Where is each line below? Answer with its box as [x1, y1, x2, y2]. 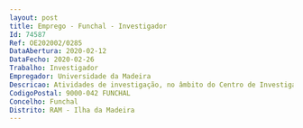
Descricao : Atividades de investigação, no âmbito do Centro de [9, 80, 256, 89]
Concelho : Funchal [9, 96, 78, 106]
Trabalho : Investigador [9, 64, 99, 73]
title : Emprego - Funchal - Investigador [9, 22, 168, 31]
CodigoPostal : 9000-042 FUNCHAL [9, 88, 131, 97]
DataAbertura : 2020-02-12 [9, 47, 106, 56]
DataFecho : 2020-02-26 [9, 55, 95, 64]
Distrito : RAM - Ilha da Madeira [9, 105, 135, 114]
